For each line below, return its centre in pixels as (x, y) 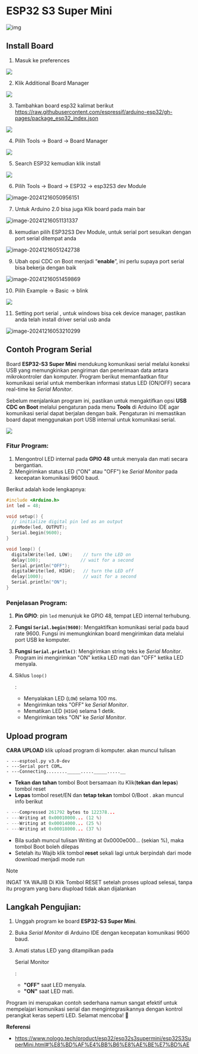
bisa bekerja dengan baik (46, 268)
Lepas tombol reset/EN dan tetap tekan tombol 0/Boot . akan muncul (99, 795)
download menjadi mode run (49, 859)
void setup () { (25, 516)
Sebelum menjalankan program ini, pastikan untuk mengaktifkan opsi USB (96, 400)
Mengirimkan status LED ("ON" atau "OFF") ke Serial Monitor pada (96, 471)
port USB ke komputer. (42, 640)
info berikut (29, 801)
